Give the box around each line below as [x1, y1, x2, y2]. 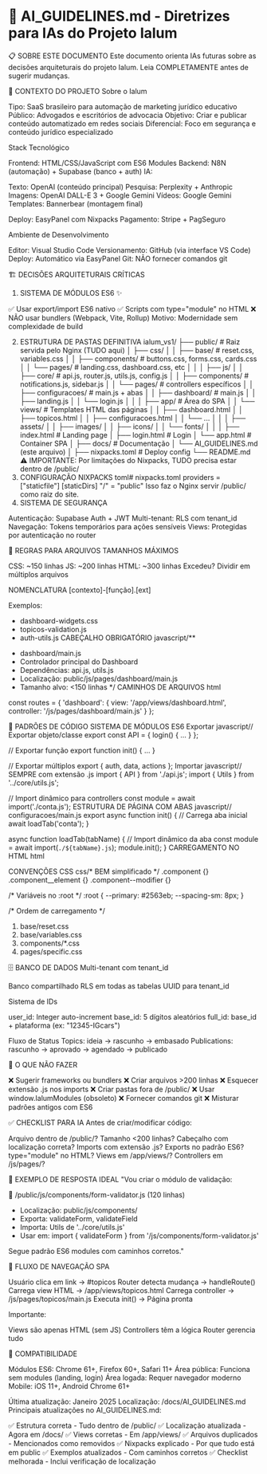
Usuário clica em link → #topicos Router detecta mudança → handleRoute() [8, 1277, 256, 1287]
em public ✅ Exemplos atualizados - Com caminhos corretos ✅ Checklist [8, 1447, 249, 1457]
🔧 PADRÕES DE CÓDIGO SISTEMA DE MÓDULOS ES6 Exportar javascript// [8, 721, 253, 731]
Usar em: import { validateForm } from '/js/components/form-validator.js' [19, 1231, 259, 1240]
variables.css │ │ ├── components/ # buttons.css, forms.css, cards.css [19, 354, 257, 364]
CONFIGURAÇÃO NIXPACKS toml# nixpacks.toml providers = [19, 472, 221, 482]
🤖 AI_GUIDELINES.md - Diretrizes [8, 7, 230, 26]
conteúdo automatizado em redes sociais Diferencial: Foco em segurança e [8, 119, 257, 128]
